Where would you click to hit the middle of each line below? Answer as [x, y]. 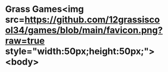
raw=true [25, 41]
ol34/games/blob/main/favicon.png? [84, 30]
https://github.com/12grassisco [92, 20]
